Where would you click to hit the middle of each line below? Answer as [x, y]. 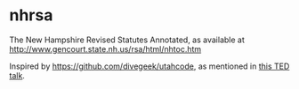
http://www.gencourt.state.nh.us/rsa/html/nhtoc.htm [105, 48]
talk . [17, 75]
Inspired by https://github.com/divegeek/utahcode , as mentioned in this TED [149, 66]
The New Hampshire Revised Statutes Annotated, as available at [127, 40]
